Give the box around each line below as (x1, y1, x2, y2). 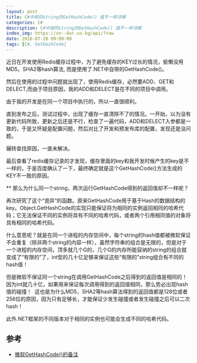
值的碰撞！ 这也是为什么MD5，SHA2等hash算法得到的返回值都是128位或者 (6, 288, 188, 295)
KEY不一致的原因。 (6, 172, 53, 179)
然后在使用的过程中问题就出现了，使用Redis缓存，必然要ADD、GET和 (6, 78, 175, 85)
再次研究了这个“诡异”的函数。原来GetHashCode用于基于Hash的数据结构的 (6, 197, 186, 204)
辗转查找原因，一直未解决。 (6, 144, 73, 152)
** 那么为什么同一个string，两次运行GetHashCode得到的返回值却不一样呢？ (6, 184, 189, 191)
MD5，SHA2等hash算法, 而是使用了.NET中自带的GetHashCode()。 (6, 65, 168, 72)
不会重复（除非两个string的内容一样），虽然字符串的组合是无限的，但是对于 (6, 238, 187, 246)
